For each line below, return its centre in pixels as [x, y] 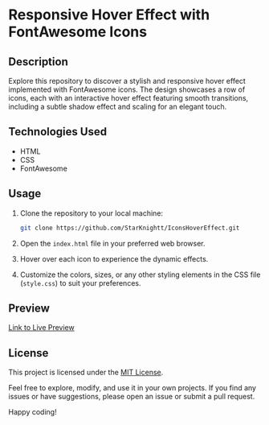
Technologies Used [57, 132]
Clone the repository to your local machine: [91, 213]
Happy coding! [33, 412]
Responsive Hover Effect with [109, 15]
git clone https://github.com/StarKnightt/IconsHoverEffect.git [130, 228]
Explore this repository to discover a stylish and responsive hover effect [127, 81]
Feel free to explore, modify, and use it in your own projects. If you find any [132, 388]
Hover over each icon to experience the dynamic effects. [114, 258]
